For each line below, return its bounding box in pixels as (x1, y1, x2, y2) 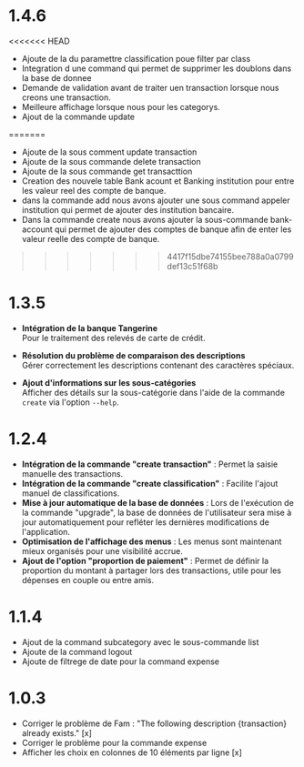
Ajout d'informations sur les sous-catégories (21, 377, 197, 388)
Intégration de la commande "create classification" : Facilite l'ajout (21, 478, 279, 489)
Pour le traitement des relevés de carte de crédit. (21, 332, 206, 343)
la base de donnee (21, 72, 92, 83)
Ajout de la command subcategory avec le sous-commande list (21, 636, 259, 647)
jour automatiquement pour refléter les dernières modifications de (21, 516, 269, 528)
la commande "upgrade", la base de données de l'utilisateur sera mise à (21, 507, 292, 518)
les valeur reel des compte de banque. (21, 185, 167, 196)
